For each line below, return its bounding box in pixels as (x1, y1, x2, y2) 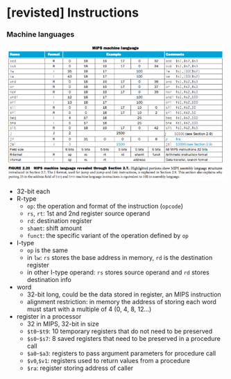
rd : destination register (26, 217, 93, 225)
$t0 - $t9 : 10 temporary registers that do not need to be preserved (26, 327, 213, 335)
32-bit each (16, 187, 51, 195)
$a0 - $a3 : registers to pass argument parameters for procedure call (26, 349, 216, 358)
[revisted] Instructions (6, 5, 139, 21)
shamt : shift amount (26, 224, 83, 233)
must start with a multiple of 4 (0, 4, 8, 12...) (26, 305, 152, 313)
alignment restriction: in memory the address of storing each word (26, 298, 216, 306)
